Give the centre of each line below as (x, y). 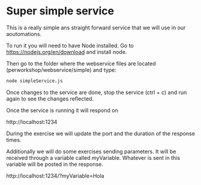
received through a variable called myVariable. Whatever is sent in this (93, 157)
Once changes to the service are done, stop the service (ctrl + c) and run (97, 92)
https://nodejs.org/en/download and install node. (67, 51)
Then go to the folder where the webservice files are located (81, 63)
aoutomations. (24, 34)
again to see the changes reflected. (50, 98)
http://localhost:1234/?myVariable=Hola (55, 175)
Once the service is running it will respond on (62, 110)
